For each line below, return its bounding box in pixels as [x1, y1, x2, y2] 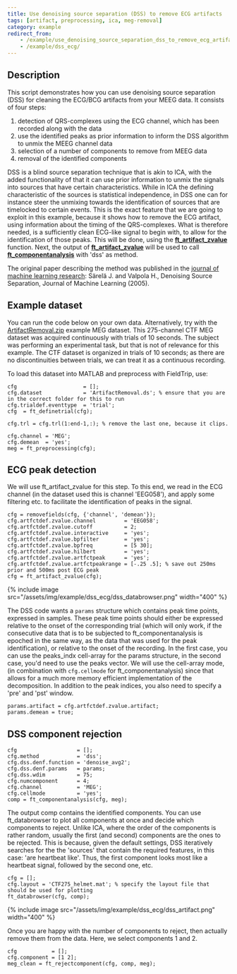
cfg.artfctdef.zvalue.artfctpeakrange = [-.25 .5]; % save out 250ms [7, 560, 217, 568]
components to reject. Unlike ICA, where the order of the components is [7, 824, 217, 832]
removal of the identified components [17, 154, 127, 162]
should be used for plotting [7, 887, 93, 894]
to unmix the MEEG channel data [17, 139, 113, 148]
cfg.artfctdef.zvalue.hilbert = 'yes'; [7, 548, 150, 555]
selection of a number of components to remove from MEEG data [17, 146, 207, 155]
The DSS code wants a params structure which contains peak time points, [7, 606, 220, 615]
